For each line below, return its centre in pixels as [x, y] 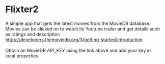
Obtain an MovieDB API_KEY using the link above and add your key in [78, 50]
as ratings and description [33, 34]
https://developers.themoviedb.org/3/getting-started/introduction [74, 40]
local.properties [22, 56]
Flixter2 [22, 9]
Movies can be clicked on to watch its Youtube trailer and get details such [83, 28]
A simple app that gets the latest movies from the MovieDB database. [78, 23]
